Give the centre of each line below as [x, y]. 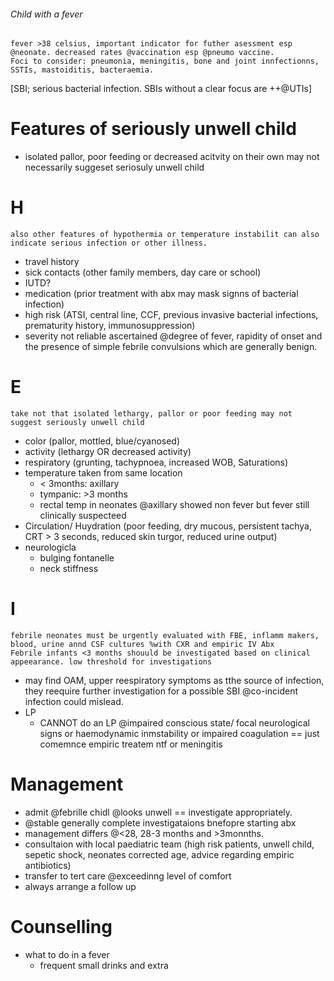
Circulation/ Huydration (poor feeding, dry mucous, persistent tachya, [168, 526]
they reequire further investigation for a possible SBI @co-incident [161, 691]
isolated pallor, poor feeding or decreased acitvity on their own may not [172, 157]
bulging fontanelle [77, 558]
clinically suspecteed [83, 516]
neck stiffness [69, 569]
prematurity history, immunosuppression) [110, 326]
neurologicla [50, 547]
